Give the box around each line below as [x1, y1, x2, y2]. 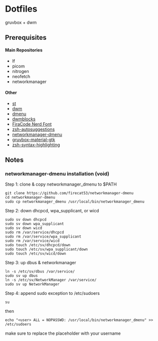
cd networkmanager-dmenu [5, 195, 55, 200]
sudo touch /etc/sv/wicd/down [5, 251, 67, 256]
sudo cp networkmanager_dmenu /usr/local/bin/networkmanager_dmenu [5, 199, 145, 205]
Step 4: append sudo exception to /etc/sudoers [5, 290, 100, 296]
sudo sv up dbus [5, 273, 38, 278]
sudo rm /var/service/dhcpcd [5, 230, 64, 235]
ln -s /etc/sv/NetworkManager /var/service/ [5, 278, 97, 283]
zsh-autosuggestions [12, 126, 55, 132]
